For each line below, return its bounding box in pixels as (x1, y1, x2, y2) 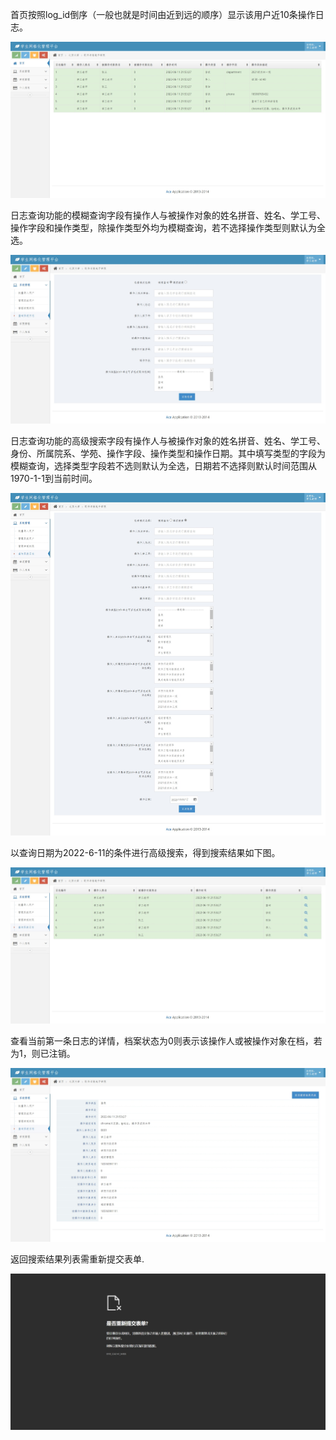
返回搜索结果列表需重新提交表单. (10, 1253, 145, 1265)
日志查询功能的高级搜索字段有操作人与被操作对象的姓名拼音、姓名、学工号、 (10, 434, 326, 447)
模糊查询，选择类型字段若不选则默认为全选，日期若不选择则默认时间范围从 (10, 459, 317, 472)
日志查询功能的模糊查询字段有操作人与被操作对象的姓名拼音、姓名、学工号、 (10, 209, 326, 222)
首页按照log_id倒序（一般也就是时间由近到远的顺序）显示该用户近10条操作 (10, 9, 316, 20)
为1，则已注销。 (10, 1047, 76, 1059)
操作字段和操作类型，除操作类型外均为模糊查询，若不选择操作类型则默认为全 (10, 222, 326, 234)
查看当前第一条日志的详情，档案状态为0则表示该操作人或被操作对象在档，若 (10, 1034, 323, 1047)
